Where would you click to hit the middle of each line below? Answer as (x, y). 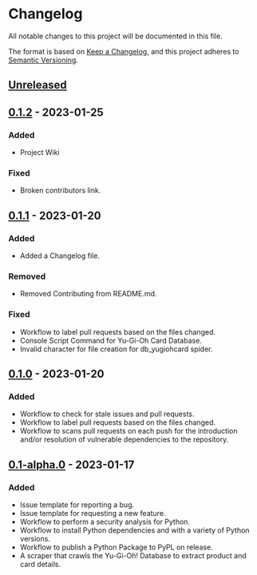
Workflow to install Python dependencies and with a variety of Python (134, 530)
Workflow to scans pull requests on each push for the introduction (128, 431)
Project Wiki (40, 153)
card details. (40, 564)
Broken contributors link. (60, 190)
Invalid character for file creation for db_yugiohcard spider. (116, 349)
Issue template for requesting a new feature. (93, 513)
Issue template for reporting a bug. (77, 505)
